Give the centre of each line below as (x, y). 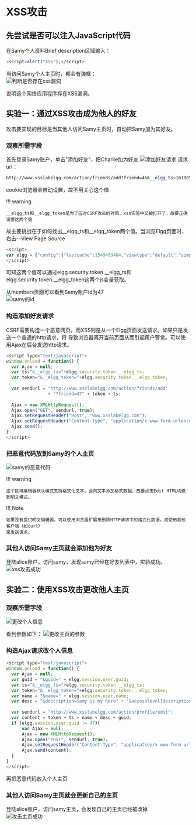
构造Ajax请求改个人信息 (39, 650)
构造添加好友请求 (30, 316)
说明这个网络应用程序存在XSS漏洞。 (50, 93)
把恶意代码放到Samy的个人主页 (50, 454)
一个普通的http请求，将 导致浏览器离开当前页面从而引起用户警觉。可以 (96, 337)
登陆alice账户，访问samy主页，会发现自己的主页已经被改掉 (77, 809)
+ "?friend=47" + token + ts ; (84, 394)
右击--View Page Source (36, 238)
